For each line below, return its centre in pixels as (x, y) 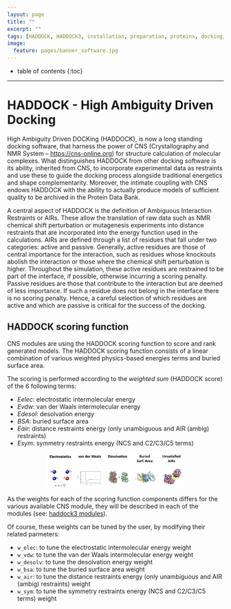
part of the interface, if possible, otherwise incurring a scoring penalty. (107, 276)
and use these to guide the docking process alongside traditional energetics (115, 175)
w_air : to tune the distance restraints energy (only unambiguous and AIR (119, 577)
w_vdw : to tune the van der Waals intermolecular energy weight (105, 555)
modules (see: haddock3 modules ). (57, 514)
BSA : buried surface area (53, 421)
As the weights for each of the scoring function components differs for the (112, 499)
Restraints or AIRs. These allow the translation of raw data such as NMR (109, 218)
